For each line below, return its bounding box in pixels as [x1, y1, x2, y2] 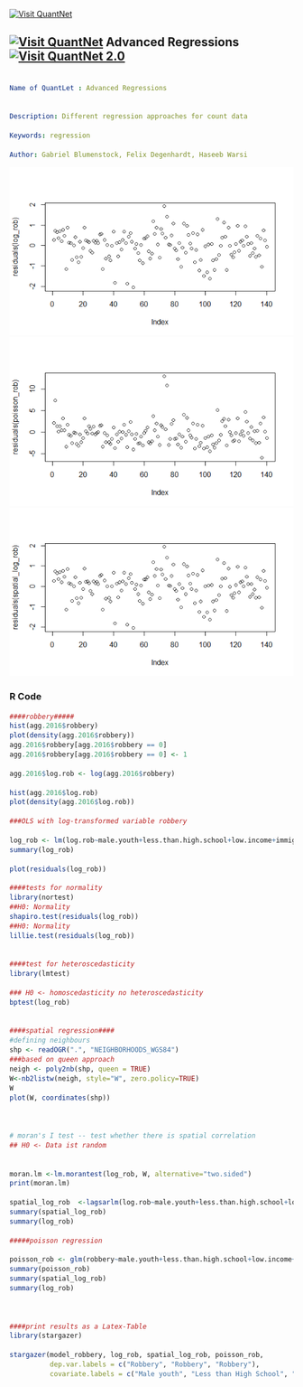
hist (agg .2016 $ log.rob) [9, 788, 99, 797]
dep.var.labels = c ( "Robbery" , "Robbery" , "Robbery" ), [49, 1360, 260, 1369]
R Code [9, 690, 42, 703]
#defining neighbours [9, 1036, 91, 1045]
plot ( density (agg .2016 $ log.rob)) [9, 798, 135, 807]
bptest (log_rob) [9, 998, 70, 1007]
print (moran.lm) [9, 1179, 70, 1188]
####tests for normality [9, 884, 103, 893]
